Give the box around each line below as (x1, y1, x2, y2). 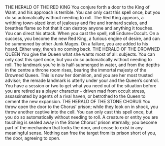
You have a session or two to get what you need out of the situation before (5, 83, 157, 88)
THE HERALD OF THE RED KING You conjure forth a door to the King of (5, 4, 150, 10)
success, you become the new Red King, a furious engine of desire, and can (5, 36, 160, 41)
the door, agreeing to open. (5, 135, 61, 141)
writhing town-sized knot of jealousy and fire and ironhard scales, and (5, 20, 148, 26)
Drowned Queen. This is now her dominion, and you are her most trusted (5, 73, 153, 78)
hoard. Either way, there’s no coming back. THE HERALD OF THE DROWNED (5, 46, 160, 52)
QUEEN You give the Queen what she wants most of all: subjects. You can (5, 51, 155, 57)
